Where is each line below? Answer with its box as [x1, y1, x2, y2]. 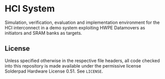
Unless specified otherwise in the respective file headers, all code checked [5, 58, 160, 64]
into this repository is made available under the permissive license [5, 63, 141, 69]
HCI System [5, 3, 55, 14]
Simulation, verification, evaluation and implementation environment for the [5, 19, 160, 25]
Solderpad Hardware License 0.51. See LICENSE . [5, 68, 103, 74]
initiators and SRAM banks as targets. [5, 30, 82, 36]
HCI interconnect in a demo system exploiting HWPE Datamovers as [5, 24, 145, 30]
